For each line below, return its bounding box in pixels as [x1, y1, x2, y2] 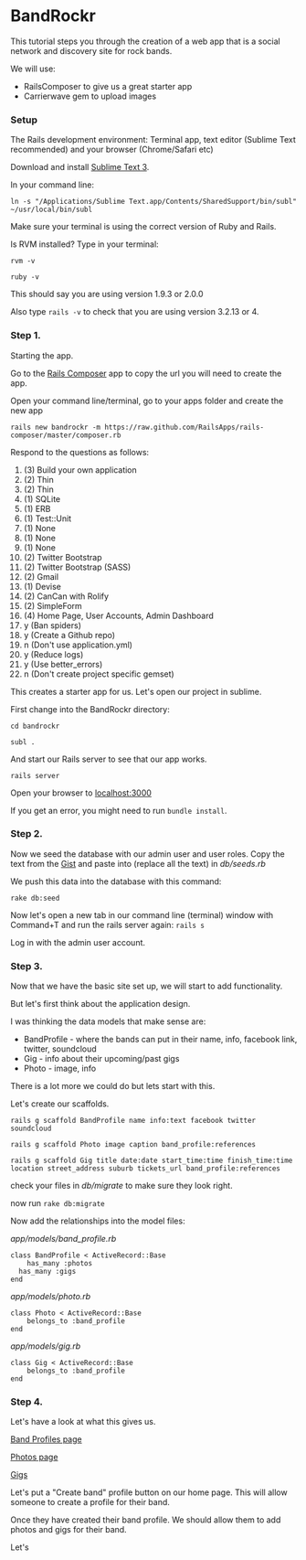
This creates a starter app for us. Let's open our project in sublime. [10, 686, 262, 697]
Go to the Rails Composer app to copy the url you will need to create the [10, 368, 282, 379]
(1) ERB [23, 503, 51, 514]
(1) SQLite [23, 493, 61, 504]
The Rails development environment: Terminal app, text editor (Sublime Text [10, 134, 296, 145]
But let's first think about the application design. [10, 999, 191, 1010]
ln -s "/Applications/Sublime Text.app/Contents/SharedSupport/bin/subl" [10, 198, 298, 207]
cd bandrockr [10, 721, 60, 731]
